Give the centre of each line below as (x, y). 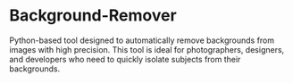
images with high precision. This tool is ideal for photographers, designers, (147, 49)
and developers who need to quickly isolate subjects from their (125, 59)
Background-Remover (93, 16)
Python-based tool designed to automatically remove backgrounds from (142, 40)
